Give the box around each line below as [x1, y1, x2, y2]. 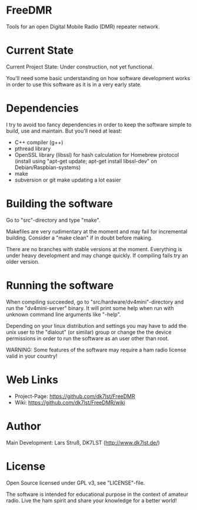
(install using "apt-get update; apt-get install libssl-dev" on [14, 157, 158, 164]
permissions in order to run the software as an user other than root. [6, 334, 169, 342]
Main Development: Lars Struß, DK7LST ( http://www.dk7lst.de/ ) [6, 439, 160, 446]
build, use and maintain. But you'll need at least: [6, 127, 122, 134]
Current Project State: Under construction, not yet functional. [6, 63, 154, 70]
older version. [6, 258, 40, 265]
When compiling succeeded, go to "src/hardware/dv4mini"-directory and [6, 298, 184, 305]
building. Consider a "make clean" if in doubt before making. [6, 234, 153, 241]
